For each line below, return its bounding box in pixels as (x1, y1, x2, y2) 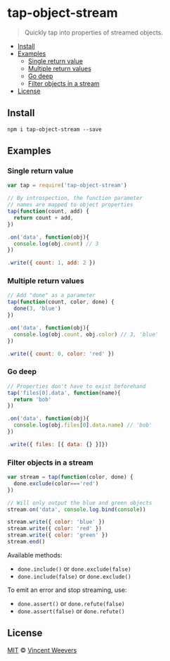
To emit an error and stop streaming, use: (7, 586, 127, 594)
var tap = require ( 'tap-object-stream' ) (7, 182, 128, 189)
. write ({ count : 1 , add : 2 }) (7, 259, 96, 267)
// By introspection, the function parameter (7, 195, 143, 202)
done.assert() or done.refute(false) (17, 599, 125, 608)
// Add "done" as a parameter (7, 292, 96, 299)
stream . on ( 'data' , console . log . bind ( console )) (7, 505, 146, 513)
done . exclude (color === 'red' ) (13, 480, 99, 487)
